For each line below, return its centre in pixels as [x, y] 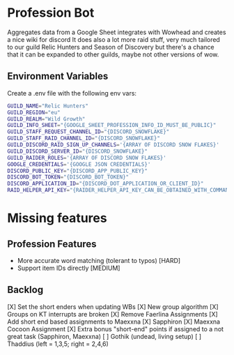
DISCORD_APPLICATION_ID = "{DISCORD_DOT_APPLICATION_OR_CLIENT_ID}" [106, 184]
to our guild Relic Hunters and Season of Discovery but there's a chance [111, 47]
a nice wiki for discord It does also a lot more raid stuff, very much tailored [114, 39]
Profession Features [52, 244]
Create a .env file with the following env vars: [72, 93]
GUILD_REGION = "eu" [34, 112]
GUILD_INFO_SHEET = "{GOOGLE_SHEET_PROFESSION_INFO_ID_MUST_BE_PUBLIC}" [112, 126]
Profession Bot [51, 13]
